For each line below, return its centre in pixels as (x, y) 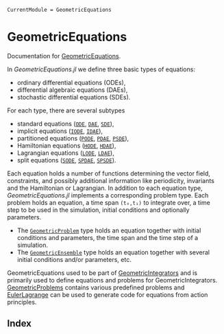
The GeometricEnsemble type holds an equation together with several (113, 252)
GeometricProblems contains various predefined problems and (96, 287)
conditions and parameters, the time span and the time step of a (108, 237)
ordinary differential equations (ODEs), (71, 82)
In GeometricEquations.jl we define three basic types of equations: (101, 69)
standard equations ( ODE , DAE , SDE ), (65, 123)
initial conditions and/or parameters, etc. (74, 259)
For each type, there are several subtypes (66, 110)
